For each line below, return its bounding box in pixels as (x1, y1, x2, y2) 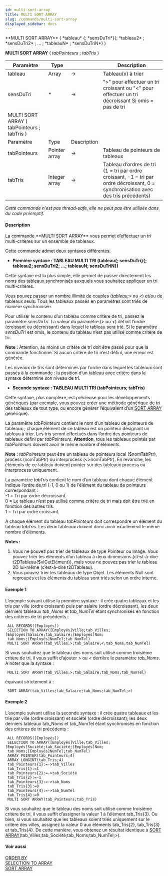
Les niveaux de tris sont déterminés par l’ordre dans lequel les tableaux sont (5, 365, 162, 371)
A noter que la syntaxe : (5, 660, 54, 666)
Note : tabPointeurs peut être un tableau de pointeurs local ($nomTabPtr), (5, 451, 157, 457)
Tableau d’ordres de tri (103, 161, 156, 168)
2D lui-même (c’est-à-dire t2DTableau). (12, 564, 93, 570)
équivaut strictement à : (5, 678, 54, 684)
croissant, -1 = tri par (103, 174, 154, 181)
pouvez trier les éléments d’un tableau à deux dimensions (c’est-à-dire (12, 554, 158, 560)
